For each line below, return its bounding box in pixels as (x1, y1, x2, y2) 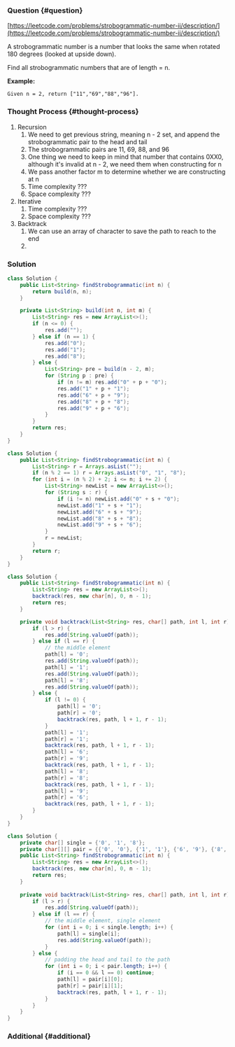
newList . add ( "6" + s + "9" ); (57, 508, 142, 516)
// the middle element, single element (44, 918, 161, 925)
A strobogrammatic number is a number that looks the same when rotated (7, 43, 220, 51)
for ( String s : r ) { (44, 489, 108, 496)
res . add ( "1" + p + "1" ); (57, 385, 130, 392)
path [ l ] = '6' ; (44, 748, 90, 756)
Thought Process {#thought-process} (7, 107, 139, 117)
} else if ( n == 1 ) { (32, 333, 96, 340)
